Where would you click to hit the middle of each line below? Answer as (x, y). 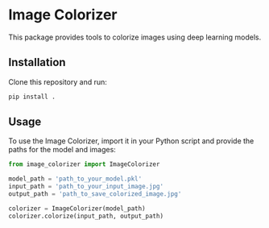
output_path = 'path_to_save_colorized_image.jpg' (95, 194)
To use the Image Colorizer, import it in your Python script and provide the (131, 141)
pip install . (32, 97)
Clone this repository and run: (58, 81)
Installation (37, 62)
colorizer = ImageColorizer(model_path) (77, 208)
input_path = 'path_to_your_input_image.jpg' (86, 187)
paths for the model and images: (62, 150)
